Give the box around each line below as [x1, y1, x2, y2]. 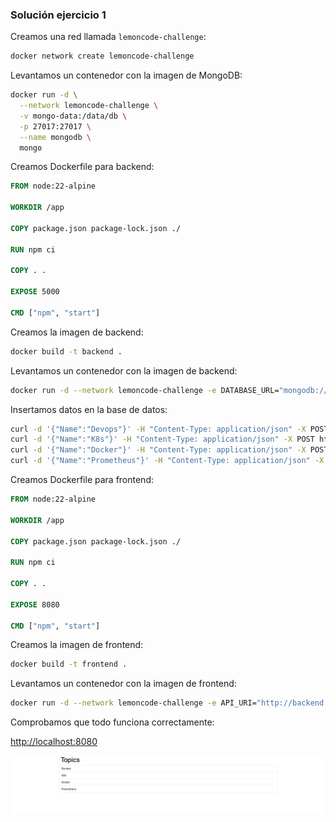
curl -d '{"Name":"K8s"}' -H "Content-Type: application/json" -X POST [10, 434, 315, 445]
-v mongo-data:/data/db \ [19, 111, 128, 121]
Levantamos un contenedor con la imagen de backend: [10, 364, 238, 377]
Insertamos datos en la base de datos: [10, 403, 168, 415]
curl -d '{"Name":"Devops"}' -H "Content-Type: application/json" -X [10, 424, 307, 434]
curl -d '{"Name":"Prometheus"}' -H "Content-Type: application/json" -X [10, 456, 325, 466]
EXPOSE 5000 [10, 287, 60, 297]
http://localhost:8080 [10, 736, 98, 748]
